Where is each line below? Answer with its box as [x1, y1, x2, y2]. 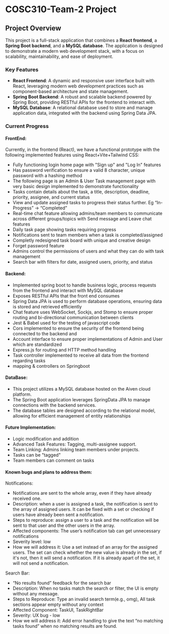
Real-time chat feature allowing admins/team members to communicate [12, 210, 162, 216]
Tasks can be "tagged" [12, 452, 61, 458]
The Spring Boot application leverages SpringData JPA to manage [12, 396, 151, 402]
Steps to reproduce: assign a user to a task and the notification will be [12, 517, 159, 523]
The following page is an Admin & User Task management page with [12, 178, 156, 184]
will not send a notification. [12, 560, 70, 566]
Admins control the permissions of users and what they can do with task [12, 248, 164, 255]
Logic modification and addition [12, 436, 79, 442]
